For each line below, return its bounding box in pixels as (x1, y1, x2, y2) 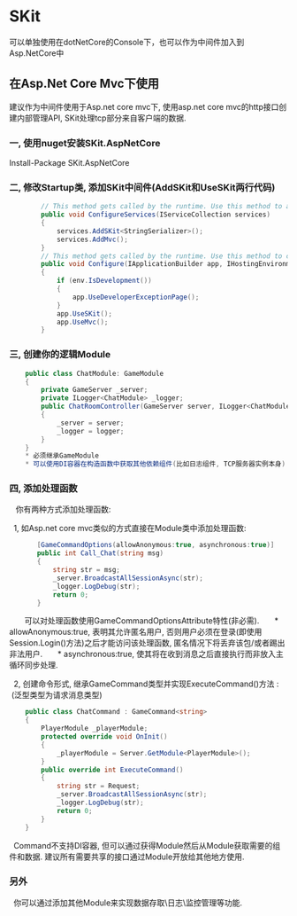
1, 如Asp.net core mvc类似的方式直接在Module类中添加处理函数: (12, 523, 247, 534)
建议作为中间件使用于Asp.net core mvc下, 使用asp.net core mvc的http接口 (9, 101, 279, 112)
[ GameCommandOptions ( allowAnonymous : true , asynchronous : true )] (36, 541, 275, 550)
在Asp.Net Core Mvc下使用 (9, 76, 159, 91)
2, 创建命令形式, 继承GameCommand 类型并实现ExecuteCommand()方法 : (12, 678, 279, 689)
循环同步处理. (9, 660, 59, 670)
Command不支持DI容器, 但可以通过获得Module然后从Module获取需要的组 (12, 840, 281, 850)
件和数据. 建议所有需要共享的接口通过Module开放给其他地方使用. (9, 851, 245, 862)
